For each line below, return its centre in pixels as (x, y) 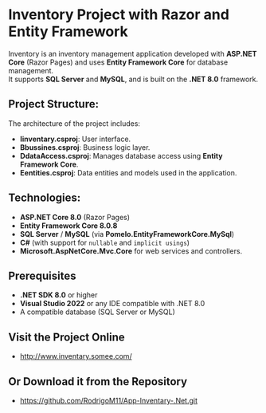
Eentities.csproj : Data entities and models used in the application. (128, 172)
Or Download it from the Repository (98, 382)
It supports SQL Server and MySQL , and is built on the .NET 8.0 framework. (133, 79)
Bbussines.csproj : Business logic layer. (85, 147)
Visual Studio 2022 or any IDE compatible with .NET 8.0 (112, 304)
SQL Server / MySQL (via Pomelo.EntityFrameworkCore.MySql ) (127, 234)
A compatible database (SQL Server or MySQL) (97, 312)
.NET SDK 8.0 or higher (59, 295)
